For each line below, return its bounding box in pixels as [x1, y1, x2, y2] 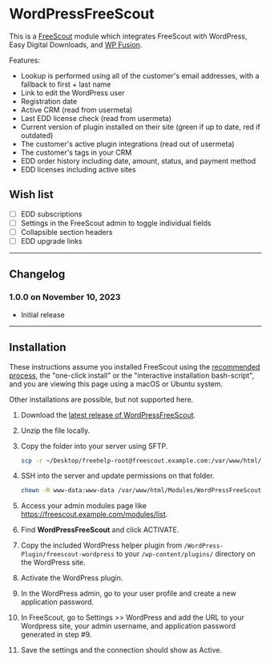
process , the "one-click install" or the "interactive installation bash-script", [9, 370, 255, 380]
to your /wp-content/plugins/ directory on [115, 549, 256, 559]
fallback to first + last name [20, 79, 111, 89]
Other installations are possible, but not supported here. [9, 394, 194, 404]
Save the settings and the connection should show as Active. [20, 645, 223, 655]
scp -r [20, 456, 43, 465]
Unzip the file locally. [20, 426, 91, 435]
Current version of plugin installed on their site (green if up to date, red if [20, 122, 261, 131]
